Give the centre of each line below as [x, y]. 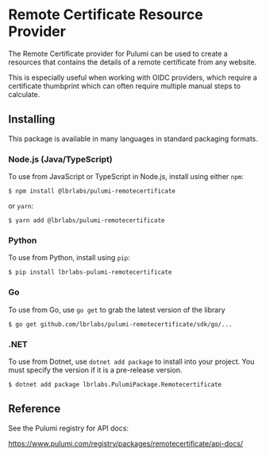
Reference [35, 409]
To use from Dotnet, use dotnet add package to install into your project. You [131, 361]
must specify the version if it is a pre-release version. [95, 370]
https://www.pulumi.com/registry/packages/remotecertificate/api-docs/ [126, 443]
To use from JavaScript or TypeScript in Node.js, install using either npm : [126, 177]
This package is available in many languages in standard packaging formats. [133, 138]
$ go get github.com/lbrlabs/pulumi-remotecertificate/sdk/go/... [120, 324]
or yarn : [21, 206]
